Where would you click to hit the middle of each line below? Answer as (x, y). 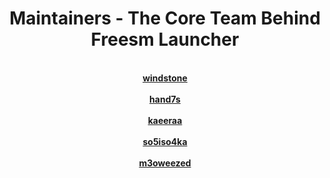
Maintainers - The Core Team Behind (165, 18)
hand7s (165, 99)
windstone (165, 78)
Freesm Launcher (165, 39)
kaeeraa (165, 120)
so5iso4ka (165, 141)
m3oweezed (165, 163)
